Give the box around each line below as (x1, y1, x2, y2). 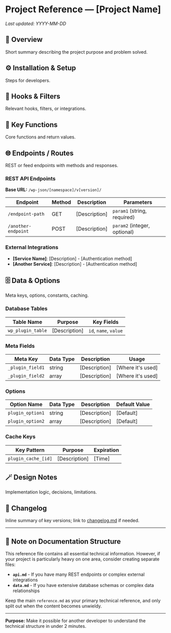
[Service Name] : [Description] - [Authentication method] (12, 255, 132, 262)
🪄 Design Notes (5, 473, 58, 481)
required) (112, 214, 135, 221)
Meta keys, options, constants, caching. (5, 292, 89, 298)
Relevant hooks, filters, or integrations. (5, 106, 87, 112)
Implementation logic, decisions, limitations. (5, 489, 97, 495)
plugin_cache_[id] (8, 456, 52, 461)
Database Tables (5, 305, 48, 312)
